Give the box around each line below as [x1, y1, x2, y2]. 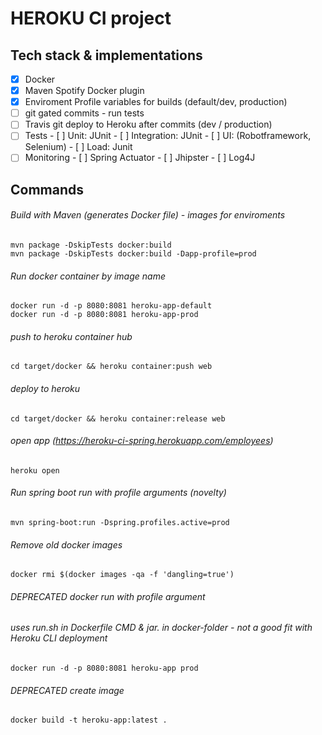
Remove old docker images [10, 538, 123, 551]
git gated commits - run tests [24, 107, 145, 119]
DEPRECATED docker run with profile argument [10, 590, 206, 602]
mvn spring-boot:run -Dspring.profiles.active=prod [10, 518, 230, 528]
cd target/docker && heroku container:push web [10, 362, 213, 372]
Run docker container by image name [10, 270, 166, 282]
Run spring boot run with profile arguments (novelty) [10, 487, 227, 499]
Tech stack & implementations [10, 47, 203, 64]
